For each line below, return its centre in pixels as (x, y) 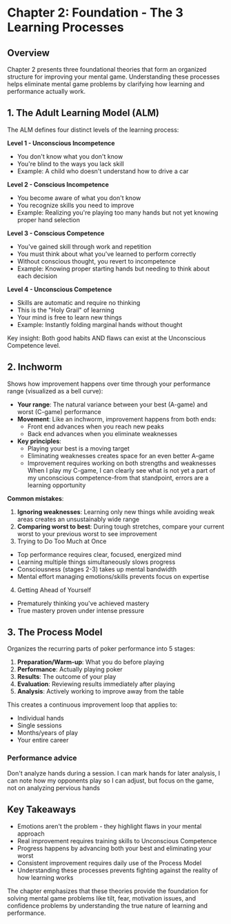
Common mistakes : (36, 498)
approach (31, 834)
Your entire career (43, 740)
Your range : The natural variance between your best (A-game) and (112, 404)
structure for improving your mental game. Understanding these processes (113, 77)
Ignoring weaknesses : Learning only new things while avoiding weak (116, 511)
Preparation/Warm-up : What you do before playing (90, 662)
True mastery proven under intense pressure (81, 610)
